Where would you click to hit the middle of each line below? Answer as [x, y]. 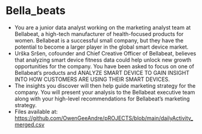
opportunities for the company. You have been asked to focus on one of [104, 66]
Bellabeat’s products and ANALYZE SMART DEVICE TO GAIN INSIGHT [102, 72]
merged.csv [29, 124]
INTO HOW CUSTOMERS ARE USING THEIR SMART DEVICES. [92, 79]
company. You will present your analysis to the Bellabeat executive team [105, 92]
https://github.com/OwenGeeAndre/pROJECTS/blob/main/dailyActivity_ [104, 118]
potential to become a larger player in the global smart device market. [101, 47]
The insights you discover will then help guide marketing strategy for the [105, 85]
